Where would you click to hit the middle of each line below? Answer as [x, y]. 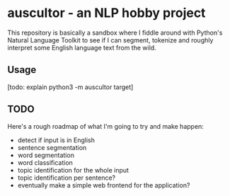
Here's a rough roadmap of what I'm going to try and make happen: [105, 126]
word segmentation [46, 155]
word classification [45, 162]
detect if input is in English [56, 140]
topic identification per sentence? [67, 178]
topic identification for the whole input [73, 170]
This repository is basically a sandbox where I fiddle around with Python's [115, 33]
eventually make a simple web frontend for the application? [104, 185]
